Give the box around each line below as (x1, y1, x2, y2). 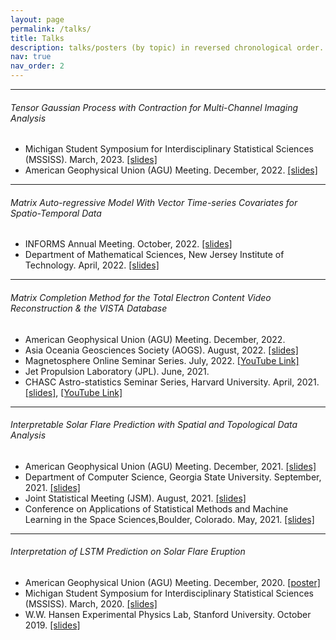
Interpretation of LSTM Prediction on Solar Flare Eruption (10, 546, 246, 558)
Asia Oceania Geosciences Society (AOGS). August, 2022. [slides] (24, 344, 299, 356)
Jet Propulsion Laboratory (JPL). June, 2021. (24, 365, 210, 377)
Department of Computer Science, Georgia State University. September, (24, 471, 322, 483)
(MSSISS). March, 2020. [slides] (24, 598, 158, 610)
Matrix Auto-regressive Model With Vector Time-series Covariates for (10, 196, 298, 208)
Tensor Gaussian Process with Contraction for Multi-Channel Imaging (10, 101, 299, 113)
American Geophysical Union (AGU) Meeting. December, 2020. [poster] (24, 577, 321, 589)
